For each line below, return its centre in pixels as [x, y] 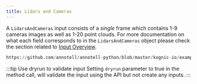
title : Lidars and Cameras [39, 11]
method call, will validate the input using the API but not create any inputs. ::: [98, 75]
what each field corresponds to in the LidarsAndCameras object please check [98, 40]
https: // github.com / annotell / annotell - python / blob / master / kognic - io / [93, 57]
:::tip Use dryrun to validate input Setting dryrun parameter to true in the [93, 68]
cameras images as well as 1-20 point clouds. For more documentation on [95, 34]
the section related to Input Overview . [51, 47]
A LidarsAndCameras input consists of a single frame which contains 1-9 [92, 28]
